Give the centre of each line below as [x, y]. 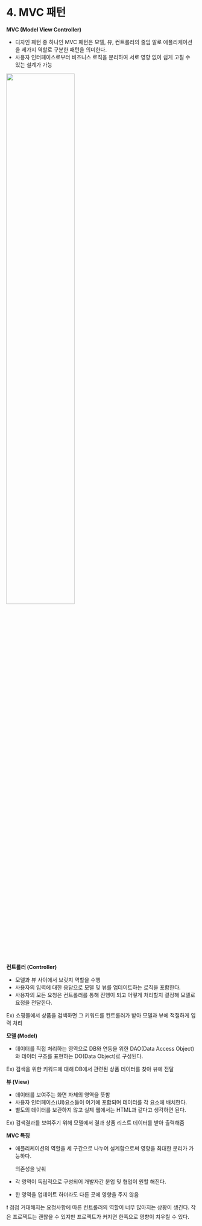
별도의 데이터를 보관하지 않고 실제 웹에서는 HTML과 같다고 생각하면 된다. [100, 1109]
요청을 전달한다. [33, 1002]
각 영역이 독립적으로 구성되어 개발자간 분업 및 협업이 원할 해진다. [90, 1181]
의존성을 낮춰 [30, 1169]
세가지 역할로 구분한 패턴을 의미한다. [64, 50]
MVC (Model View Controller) [44, 29]
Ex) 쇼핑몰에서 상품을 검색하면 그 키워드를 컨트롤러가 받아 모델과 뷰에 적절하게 [98, 1015]
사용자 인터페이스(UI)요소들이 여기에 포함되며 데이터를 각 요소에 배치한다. [101, 1102]
